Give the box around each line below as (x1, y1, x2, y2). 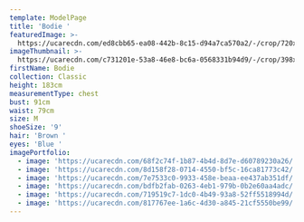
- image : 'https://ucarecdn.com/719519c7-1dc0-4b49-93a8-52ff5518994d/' (17, 190, 298, 199)
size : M (9, 114, 39, 123)
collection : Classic (9, 72, 88, 82)
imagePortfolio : (9, 148, 71, 157)
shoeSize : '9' (9, 123, 63, 132)
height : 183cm (9, 81, 63, 90)
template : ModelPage (9, 13, 88, 23)
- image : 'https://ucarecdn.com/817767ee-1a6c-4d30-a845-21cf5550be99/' (17, 198, 298, 208)
